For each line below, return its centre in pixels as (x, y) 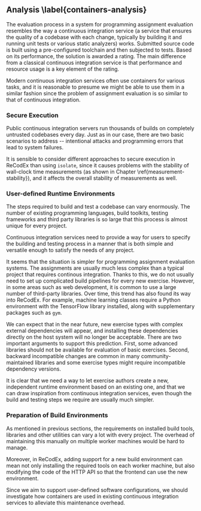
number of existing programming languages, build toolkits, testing (87, 213)
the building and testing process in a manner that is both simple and (90, 244)
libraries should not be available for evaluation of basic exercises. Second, (98, 350)
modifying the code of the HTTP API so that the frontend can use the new (97, 472)
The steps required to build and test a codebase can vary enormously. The (98, 207)
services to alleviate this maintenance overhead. (66, 503)
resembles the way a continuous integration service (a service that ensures (99, 31)
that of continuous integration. (43, 100)
